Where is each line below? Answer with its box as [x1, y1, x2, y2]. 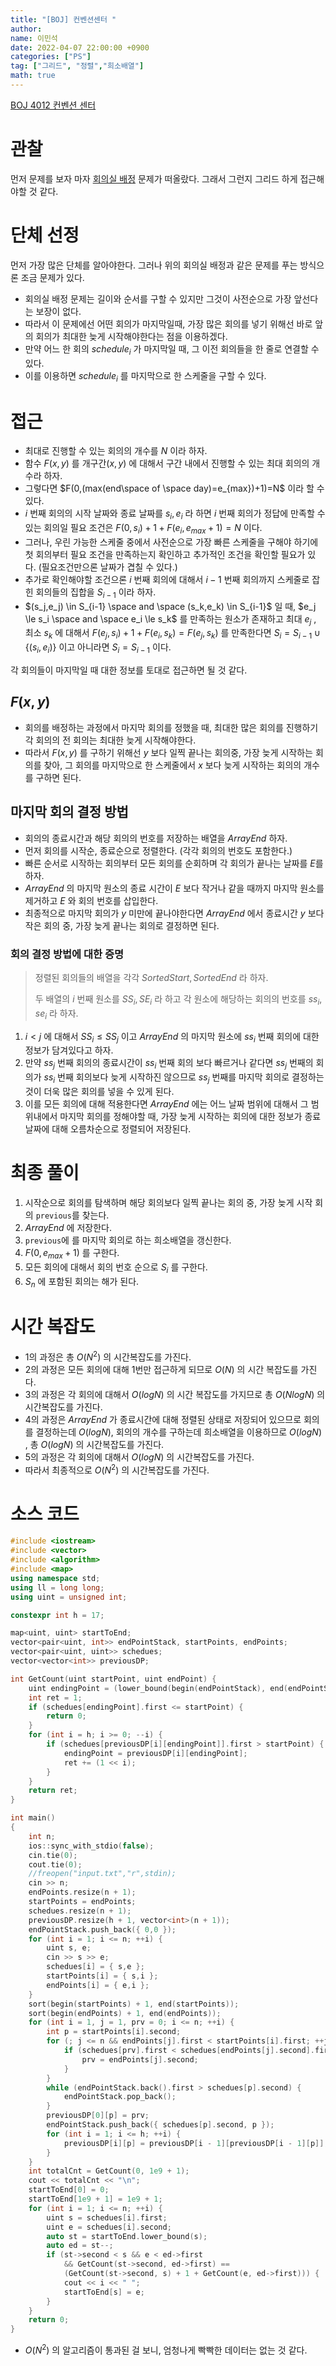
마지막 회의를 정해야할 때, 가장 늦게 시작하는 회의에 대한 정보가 [59, 1110, 303, 1122]
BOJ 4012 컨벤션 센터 [10, 99, 97, 111]
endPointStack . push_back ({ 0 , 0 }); [28, 1924, 177, 1935]
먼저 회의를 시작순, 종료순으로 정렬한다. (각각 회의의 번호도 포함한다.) [24, 844, 293, 856]
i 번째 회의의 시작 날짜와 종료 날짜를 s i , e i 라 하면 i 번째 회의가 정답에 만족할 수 [24, 507, 326, 522]
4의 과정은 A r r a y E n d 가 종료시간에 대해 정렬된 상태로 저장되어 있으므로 [24, 1413, 302, 1425]
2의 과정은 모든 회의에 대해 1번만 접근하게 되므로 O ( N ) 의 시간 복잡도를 [24, 1363, 299, 1375]
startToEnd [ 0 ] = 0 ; [28, 2185, 110, 2195]
